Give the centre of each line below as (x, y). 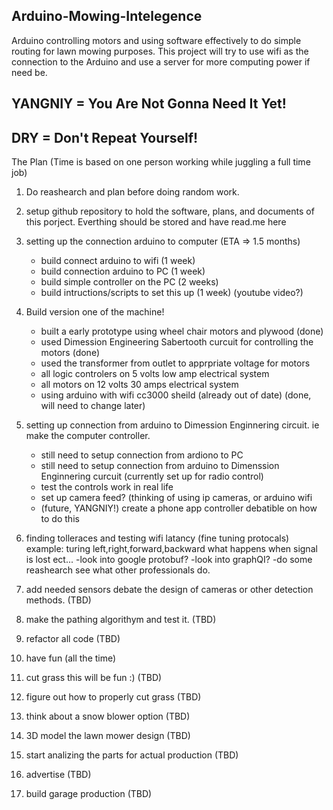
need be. (29, 72)
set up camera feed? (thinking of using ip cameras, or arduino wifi (176, 498)
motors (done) (70, 353)
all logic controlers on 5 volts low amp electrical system (155, 374)
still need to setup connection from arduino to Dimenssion (160, 466)
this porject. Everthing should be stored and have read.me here (156, 222)
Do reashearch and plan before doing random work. (132, 192)
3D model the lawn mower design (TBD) (108, 736)
